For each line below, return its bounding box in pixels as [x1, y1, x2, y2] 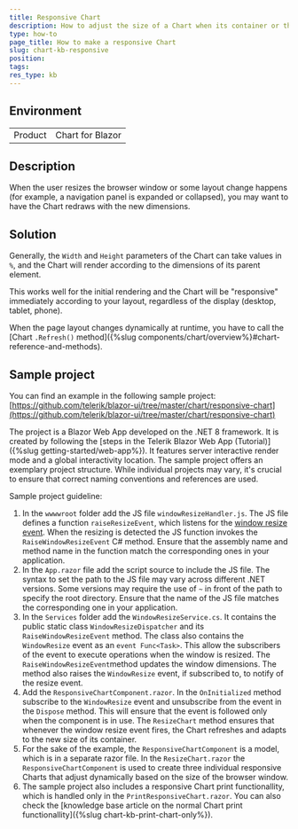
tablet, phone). [9, 305, 63, 316]
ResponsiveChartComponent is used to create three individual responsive [21, 763, 282, 772]
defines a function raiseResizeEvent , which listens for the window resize [21, 518, 288, 528]
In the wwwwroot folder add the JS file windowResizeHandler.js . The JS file [21, 508, 289, 519]
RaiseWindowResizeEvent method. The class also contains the [21, 630, 244, 641]
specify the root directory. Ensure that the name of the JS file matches [21, 593, 279, 603]
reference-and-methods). [9, 341, 104, 352]
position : [9, 54, 46, 63]
